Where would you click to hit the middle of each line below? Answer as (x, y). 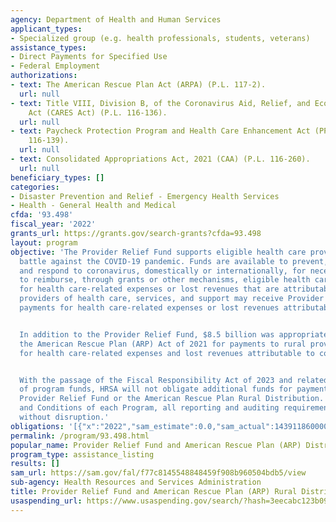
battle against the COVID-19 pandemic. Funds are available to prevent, (174, 261)
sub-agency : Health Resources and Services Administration (136, 482)
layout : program (44, 242)
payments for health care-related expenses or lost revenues (149, 308)
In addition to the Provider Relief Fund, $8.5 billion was (147, 334)
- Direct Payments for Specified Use (89, 57)
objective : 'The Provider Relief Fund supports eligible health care (158, 252)
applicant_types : (46, 29)
